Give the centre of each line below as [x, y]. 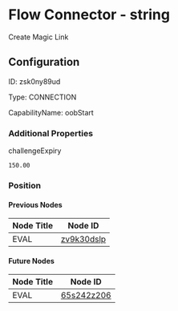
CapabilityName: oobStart [51, 112]
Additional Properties [51, 133]
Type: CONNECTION [42, 97]
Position [25, 185]
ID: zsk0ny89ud [34, 81]
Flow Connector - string [89, 15]
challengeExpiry [35, 151]
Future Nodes [31, 261]
